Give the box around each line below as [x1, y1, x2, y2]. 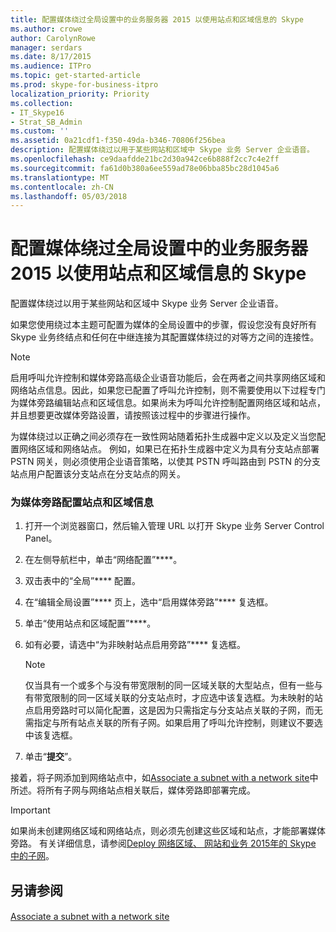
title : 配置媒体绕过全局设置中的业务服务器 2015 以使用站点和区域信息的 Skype [10, 14, 304, 25]
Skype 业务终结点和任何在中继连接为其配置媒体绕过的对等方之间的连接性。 [10, 331, 320, 343]
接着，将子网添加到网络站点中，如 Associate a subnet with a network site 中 [10, 772, 319, 784]
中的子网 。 [10, 850, 55, 862]
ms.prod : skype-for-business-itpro [10, 80, 159, 90]
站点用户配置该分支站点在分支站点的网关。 [10, 468, 186, 480]
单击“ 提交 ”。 [24, 751, 78, 763]
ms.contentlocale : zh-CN [10, 182, 114, 192]
